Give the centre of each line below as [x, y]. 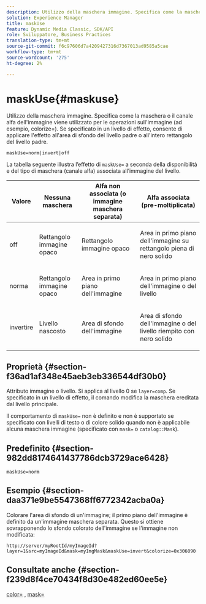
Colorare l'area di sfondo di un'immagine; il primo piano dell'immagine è [97, 515]
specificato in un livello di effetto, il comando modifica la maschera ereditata [103, 398]
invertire [21, 327]
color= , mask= [25, 594]
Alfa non [108, 186]
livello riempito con [167, 331]
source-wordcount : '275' [38, 58]
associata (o [108, 194]
